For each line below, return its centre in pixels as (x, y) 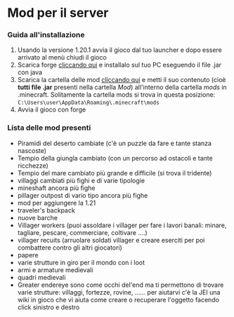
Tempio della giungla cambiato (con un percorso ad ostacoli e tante (115, 158)
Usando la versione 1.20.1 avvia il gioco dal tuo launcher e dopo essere (120, 50)
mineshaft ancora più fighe (57, 188)
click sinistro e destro (48, 307)
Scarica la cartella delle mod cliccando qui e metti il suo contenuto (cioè (122, 80)
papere (28, 255)
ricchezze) (33, 166)
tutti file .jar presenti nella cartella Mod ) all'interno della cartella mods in (122, 87)
